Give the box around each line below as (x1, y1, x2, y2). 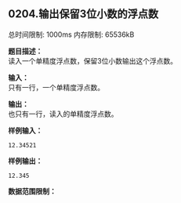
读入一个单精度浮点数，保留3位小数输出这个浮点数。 (8, 56, 178, 65)
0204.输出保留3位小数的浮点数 (8, 7, 159, 21)
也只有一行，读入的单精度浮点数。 (8, 109, 118, 118)
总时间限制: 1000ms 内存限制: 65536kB (8, 30, 135, 39)
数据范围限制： (8, 187, 56, 196)
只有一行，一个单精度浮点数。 (8, 82, 104, 92)
